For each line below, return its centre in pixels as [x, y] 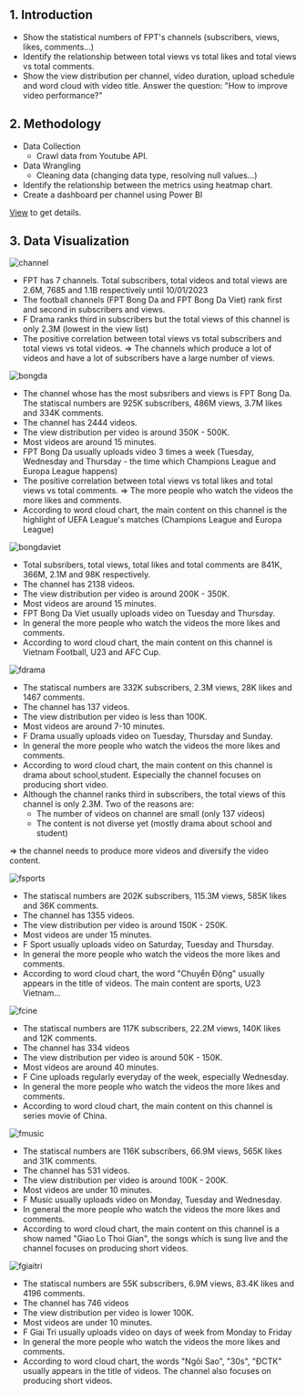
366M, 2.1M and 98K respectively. [87, 575]
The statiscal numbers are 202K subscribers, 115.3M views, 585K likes [154, 896]
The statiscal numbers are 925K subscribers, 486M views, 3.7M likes [152, 403]
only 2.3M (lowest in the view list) [86, 329]
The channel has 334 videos [76, 1048]
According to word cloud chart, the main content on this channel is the [155, 510]
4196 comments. [54, 1294]
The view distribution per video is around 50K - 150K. [122, 1058]
